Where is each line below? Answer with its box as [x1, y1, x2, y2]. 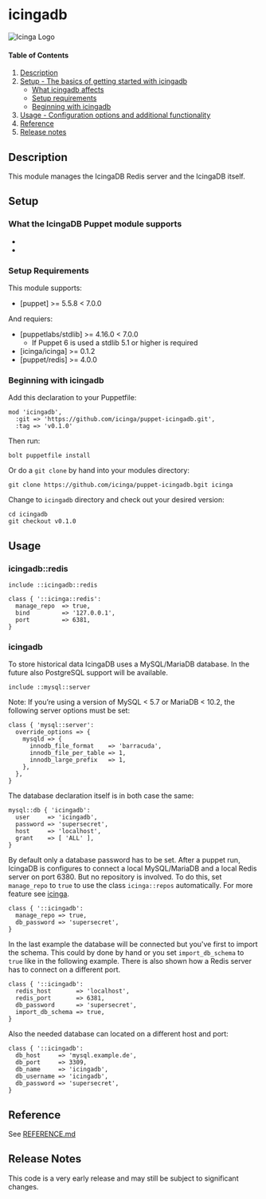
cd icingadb [8, 510, 48, 519]
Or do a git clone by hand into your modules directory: [8, 466, 190, 475]
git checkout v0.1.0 [8, 517, 77, 525]
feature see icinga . [8, 889, 70, 898]
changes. [8, 1181, 39, 1191]
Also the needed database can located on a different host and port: [8, 1029, 229, 1039]
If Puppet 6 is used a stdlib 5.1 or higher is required [31, 337, 198, 348]
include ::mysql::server [8, 683, 91, 691]
